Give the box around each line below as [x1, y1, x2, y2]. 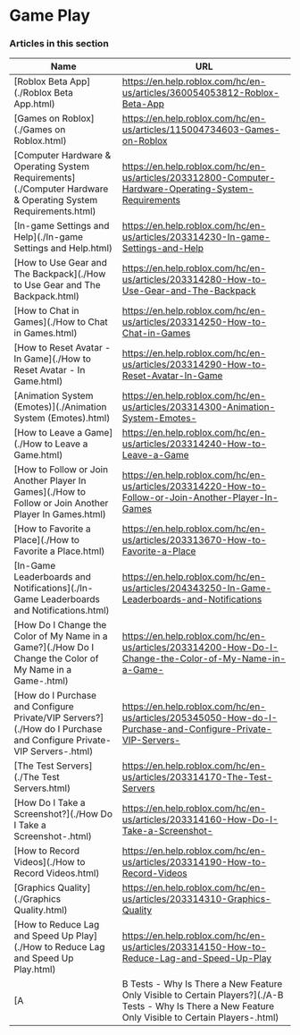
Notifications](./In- [13, 582, 94, 595]
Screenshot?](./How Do [13, 808, 113, 820]
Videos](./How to [13, 856, 86, 869]
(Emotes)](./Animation [13, 401, 107, 413]
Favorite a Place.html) [13, 545, 105, 557]
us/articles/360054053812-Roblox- [121, 87, 279, 99]
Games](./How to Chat [13, 316, 109, 328]
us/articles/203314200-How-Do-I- [121, 641, 279, 654]
